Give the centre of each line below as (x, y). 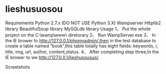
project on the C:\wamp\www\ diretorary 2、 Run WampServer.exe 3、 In (80, 35)
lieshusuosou (34, 9)
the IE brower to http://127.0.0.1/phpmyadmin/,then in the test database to (81, 40)
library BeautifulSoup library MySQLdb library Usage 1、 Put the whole (78, 29)
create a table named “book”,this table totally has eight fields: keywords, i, (81, 46)
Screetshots (18, 67)
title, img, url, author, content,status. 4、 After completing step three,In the (82, 52)
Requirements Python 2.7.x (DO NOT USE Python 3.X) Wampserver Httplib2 (83, 23)
